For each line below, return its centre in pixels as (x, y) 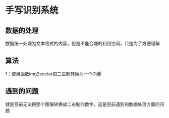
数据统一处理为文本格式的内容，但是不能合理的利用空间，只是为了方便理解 (82, 43)
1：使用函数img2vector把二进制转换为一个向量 (53, 74)
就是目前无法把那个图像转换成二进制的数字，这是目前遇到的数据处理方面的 (82, 104)
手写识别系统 (32, 10)
